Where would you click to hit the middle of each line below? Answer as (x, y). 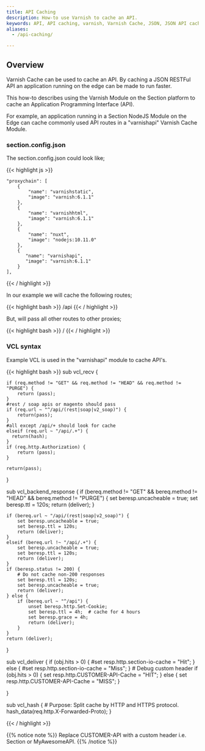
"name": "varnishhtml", (58, 213)
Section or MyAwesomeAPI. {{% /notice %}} (62, 741)
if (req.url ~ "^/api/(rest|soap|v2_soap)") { (67, 410)
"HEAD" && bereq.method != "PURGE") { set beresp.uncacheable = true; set (102, 498)
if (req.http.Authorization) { (46, 447)
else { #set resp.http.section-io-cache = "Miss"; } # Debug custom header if (102, 668)
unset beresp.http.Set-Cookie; (68, 606)
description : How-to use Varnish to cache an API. (72, 18)
